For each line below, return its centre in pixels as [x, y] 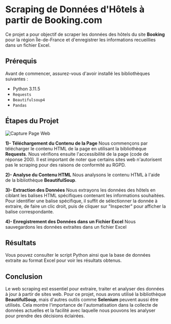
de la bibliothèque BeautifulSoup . [41, 180]
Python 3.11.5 [26, 89]
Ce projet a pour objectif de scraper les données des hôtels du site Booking [85, 34]
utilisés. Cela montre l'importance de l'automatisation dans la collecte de [82, 305]
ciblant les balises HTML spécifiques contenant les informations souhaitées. [85, 195]
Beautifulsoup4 [29, 100]
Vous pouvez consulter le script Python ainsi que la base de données [78, 255]
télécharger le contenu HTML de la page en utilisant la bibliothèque [76, 148]
